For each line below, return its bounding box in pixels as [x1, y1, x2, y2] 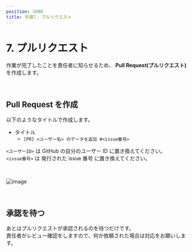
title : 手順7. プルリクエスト [6, 14, 72, 20]
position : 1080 [6, 8, 43, 15]
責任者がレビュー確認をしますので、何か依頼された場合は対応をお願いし [6, 232, 181, 239]
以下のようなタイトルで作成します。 [6, 116, 93, 124]
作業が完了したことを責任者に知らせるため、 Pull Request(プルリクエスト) [6, 62, 187, 69]
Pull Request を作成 [6, 100, 78, 110]
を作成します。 [6, 69, 42, 77]
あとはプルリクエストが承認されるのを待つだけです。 [6, 225, 134, 232]
